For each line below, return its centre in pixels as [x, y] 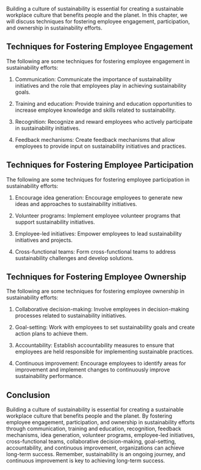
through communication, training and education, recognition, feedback [94, 429]
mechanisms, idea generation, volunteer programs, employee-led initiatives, [100, 435]
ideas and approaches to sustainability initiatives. [76, 204]
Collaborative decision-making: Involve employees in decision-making [102, 310]
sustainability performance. [49, 376]
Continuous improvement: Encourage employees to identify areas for [100, 364]
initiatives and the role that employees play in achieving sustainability [100, 85]
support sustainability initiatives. [55, 222]
